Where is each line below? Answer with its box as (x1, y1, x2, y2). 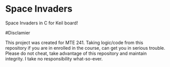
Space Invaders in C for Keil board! (5, 20, 78, 26)
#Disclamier (5, 29, 30, 36)
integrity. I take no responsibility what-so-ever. (5, 55, 103, 61)
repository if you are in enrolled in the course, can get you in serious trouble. (5, 45, 165, 51)
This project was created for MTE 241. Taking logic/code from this (5, 39, 144, 46)
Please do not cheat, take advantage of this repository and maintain (5, 50, 147, 56)
